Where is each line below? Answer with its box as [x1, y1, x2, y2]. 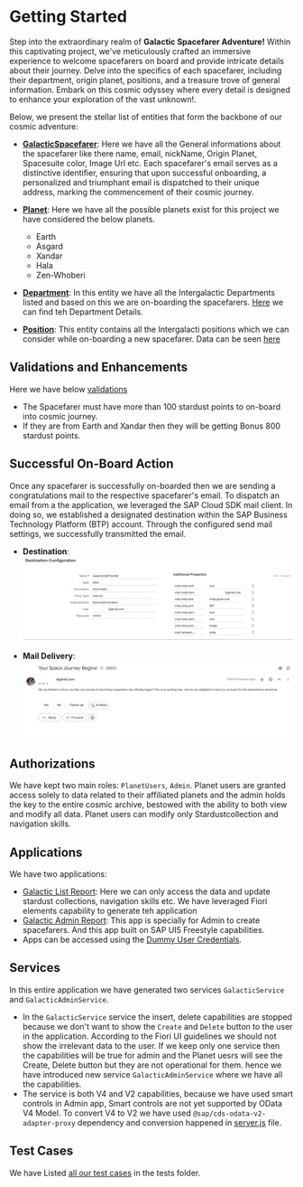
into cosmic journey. [22, 410, 98, 421]
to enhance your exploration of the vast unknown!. [9, 93, 197, 105]
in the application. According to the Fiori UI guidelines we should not [22, 1031, 277, 1041]
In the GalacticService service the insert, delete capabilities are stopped [22, 1011, 293, 1022]
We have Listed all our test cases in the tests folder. [9, 1167, 201, 1178]
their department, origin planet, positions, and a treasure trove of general [9, 74, 280, 85]
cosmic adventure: [9, 120, 78, 132]
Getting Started [9, 6, 128, 27]
